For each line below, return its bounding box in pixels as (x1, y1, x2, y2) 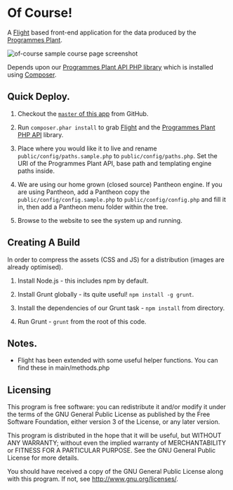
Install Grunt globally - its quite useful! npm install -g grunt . (17, 290, 194, 298)
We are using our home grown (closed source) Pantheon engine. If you (17, 180, 222, 188)
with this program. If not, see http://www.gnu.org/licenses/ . (7, 475, 179, 483)
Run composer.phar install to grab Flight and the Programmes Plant (17, 123, 215, 131)
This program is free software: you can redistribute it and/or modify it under (7, 403, 226, 411)
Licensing (7, 384, 51, 396)
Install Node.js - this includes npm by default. (17, 276, 149, 285)
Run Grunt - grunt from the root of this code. (17, 317, 147, 325)
